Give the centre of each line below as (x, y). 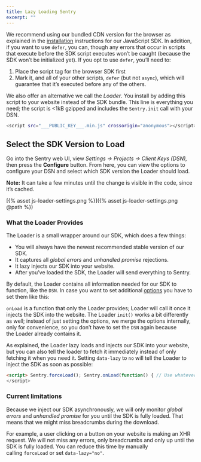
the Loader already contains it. (44, 334)
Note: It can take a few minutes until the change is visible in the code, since (99, 183)
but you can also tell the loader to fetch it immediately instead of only (91, 352)
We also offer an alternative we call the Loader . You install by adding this (96, 96)
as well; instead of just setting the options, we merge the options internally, (98, 321)
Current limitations (34, 396)
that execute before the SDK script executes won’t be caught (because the (98, 53)
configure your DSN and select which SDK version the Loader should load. (98, 172)
